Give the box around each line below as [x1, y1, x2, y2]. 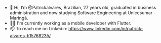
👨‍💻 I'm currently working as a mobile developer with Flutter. [9, 20, 132, 26]
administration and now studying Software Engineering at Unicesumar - [9, 10, 156, 16]
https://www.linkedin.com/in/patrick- [68, 26, 143, 31]
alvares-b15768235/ [9, 33, 51, 39]
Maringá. [9, 15, 28, 21]
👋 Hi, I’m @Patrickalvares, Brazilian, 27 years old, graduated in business [9, 5, 157, 10]
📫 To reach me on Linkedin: [9, 26, 68, 31]
